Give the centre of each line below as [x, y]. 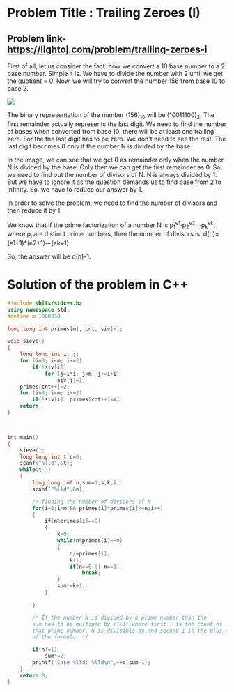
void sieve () [26, 341]
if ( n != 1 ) [45, 649]
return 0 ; [34, 675]
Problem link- [37, 39]
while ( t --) [36, 470]
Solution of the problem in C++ [98, 285]
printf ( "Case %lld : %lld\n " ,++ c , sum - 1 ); [92, 663]
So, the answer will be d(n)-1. [49, 256]
